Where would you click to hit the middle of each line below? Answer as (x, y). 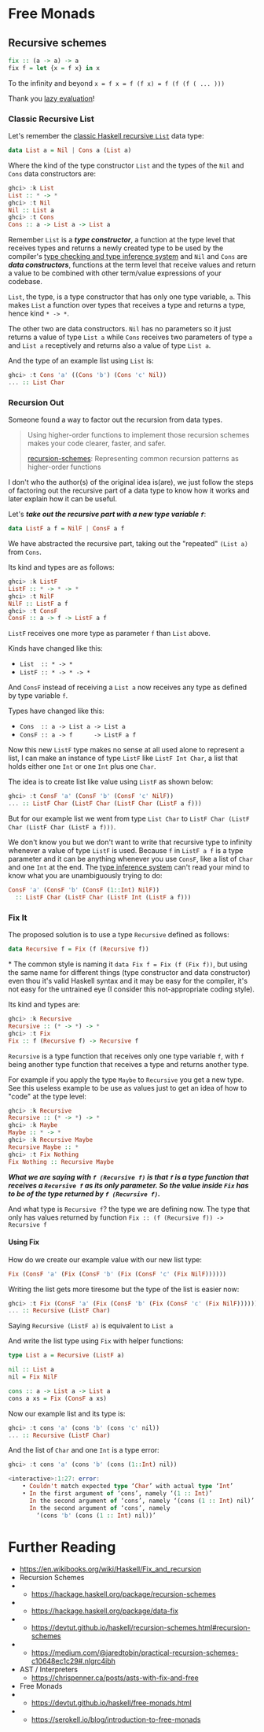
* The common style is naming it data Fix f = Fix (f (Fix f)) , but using (128, 964)
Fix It (18, 918)
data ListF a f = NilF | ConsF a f (66, 529)
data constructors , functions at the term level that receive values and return (132, 265)
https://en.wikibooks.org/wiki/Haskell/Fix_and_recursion (110, 1569)
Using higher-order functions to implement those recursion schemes (138, 435)
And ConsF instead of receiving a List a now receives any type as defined (128, 687)
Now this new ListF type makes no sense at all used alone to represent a (126, 750)
